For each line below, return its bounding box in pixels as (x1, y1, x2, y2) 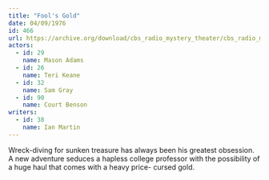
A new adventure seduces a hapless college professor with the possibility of (8, 154, 260, 163)
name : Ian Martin (22, 123, 81, 131)
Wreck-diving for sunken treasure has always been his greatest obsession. (8, 145, 255, 154)
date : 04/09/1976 (8, 19, 66, 27)
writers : (8, 109, 38, 117)
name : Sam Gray (22, 86, 74, 94)
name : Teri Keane (22, 71, 81, 79)
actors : (8, 42, 34, 50)
